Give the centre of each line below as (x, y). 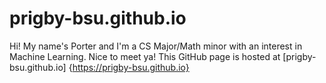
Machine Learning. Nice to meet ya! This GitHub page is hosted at (145, 56)
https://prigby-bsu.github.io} (131, 67)
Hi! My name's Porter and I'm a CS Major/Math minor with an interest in (156, 46)
